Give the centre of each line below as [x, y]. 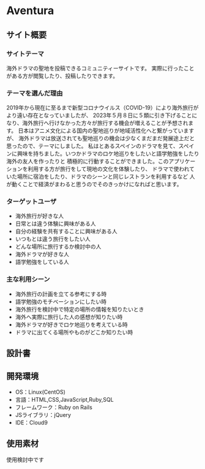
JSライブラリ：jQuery [43, 415]
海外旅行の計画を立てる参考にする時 [61, 294]
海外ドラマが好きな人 [42, 254]
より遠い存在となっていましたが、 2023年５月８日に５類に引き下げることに [102, 115]
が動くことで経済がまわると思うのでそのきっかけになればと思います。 [94, 184]
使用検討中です [25, 459]
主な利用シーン [28, 279]
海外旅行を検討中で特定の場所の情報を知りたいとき [80, 309]
